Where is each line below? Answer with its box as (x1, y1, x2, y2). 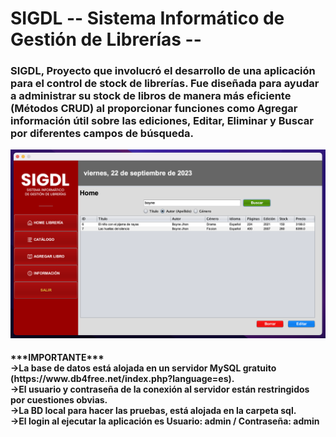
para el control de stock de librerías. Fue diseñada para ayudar (10, 77, 320, 91)
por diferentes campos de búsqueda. (10, 127, 195, 141)
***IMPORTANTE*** (10, 352, 105, 364)
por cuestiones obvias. (10, 394, 108, 406)
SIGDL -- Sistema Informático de (10, 7, 285, 30)
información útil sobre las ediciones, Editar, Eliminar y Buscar (10, 114, 314, 128)
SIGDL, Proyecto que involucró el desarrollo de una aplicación (10, 64, 316, 78)
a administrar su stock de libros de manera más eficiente (10, 89, 292, 103)
